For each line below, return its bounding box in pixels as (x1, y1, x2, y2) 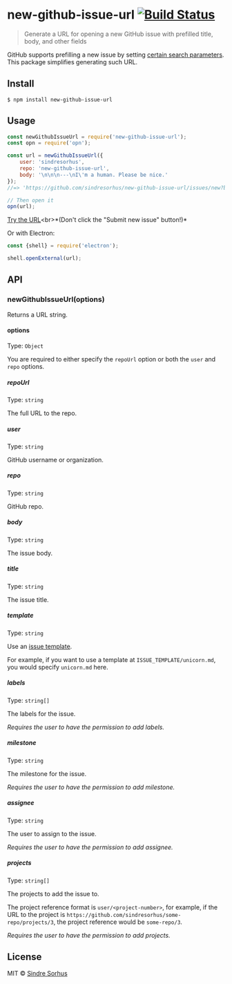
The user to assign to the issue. (7, 829, 97, 838)
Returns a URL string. (7, 310, 68, 319)
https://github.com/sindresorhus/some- (66, 911, 182, 918)
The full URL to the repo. (7, 408, 77, 417)
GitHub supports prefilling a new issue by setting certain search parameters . (7, 50, 224, 59)
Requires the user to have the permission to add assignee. (7, 843, 174, 851)
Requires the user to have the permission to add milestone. (7, 783, 175, 791)
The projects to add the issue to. (7, 889, 99, 898)
